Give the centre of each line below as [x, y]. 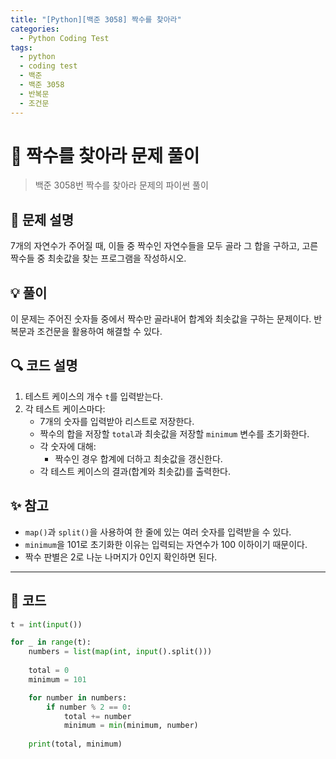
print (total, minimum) [75, 744]
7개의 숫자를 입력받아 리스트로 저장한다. [117, 421]
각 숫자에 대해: [68, 446]
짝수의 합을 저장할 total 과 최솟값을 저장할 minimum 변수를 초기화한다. [174, 433]
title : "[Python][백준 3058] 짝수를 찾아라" [96, 19]
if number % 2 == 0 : [89, 707]
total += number [97, 716]
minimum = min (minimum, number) [131, 726]
